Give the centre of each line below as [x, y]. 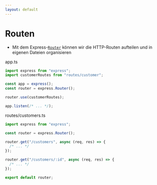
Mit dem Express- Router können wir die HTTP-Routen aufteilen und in [82, 47]
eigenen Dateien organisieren [42, 52]
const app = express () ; [29, 84]
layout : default [21, 9]
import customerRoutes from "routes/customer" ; [54, 75]
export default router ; [29, 177]
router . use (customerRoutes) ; [35, 97]
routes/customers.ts [25, 115]
